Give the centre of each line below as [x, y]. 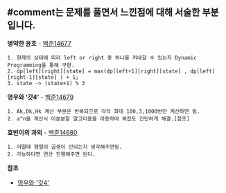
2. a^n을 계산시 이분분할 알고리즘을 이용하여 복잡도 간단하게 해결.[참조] [98, 119]
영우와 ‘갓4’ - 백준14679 [41, 97]
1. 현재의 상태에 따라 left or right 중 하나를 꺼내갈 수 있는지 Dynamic [102, 57]
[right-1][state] [32, 77]
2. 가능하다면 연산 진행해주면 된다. [51, 154]
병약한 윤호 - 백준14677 [39, 43]
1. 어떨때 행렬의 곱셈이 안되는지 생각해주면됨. [65, 147]
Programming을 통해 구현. [41, 65]
